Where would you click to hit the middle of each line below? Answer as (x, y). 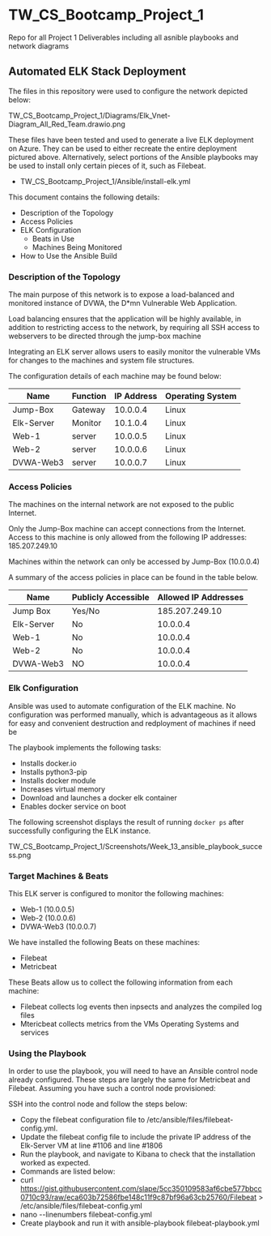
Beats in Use (53, 238)
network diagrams (39, 45)
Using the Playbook (47, 1054)
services (34, 1032)
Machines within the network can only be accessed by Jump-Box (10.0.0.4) (134, 562)
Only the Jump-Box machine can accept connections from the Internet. (127, 529)
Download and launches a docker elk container (99, 797)
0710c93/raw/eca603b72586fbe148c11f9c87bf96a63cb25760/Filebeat (138, 1197)
